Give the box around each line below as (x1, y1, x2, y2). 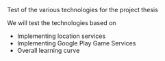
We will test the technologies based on (7, 19, 116, 26)
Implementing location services (16, 32, 106, 40)
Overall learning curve (16, 47, 80, 54)
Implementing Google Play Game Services (16, 39, 136, 47)
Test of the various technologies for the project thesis (7, 6, 159, 14)
